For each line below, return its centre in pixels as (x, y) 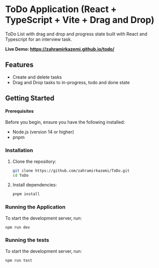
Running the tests (27, 240)
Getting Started (30, 98)
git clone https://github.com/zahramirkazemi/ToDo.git (71, 171)
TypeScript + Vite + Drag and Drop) (80, 20)
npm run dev (18, 227)
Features (19, 65)
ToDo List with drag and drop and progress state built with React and (76, 34)
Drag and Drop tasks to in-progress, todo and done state (71, 82)
